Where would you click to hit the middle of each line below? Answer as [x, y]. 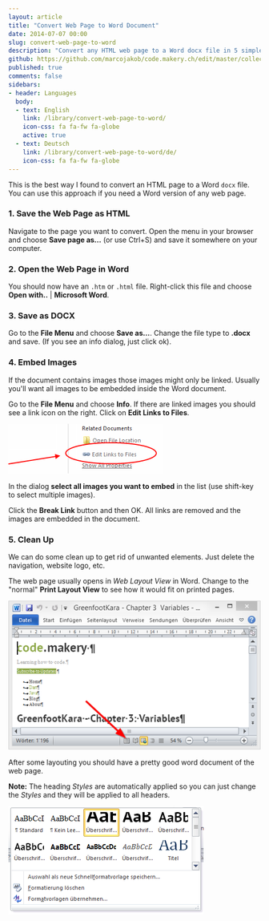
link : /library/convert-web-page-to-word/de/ [100, 152]
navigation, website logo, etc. [57, 565]
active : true [44, 135]
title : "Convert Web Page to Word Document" [84, 25]
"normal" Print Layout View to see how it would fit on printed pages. [121, 589]
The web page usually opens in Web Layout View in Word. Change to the [129, 580]
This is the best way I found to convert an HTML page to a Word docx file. [129, 184]
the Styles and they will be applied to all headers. [89, 794]
